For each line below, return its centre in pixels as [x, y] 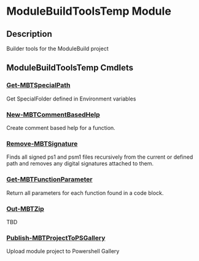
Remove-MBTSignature [42, 143]
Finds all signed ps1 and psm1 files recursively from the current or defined [100, 157]
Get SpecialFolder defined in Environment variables [71, 99]
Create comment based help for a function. [61, 127]
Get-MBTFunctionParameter [49, 180]
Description [29, 34]
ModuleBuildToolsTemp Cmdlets [70, 68]
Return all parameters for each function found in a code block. [85, 193]
